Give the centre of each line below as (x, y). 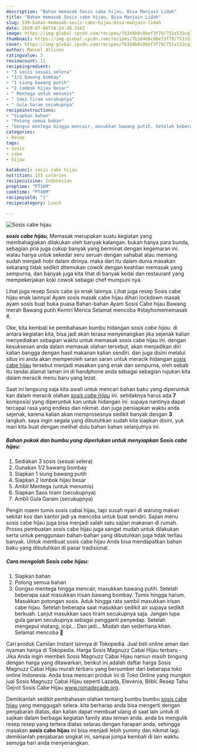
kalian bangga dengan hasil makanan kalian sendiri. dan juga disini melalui (96, 353)
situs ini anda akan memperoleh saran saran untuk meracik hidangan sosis (96, 359)
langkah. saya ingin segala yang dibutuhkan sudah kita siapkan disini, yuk (95, 420)
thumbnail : (19, 39)
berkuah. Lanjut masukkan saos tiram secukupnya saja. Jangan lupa (97, 614)
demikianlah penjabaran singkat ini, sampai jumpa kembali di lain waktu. (93, 737)
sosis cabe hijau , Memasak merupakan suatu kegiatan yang (79, 236)
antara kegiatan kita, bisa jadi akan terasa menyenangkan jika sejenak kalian (98, 334)
